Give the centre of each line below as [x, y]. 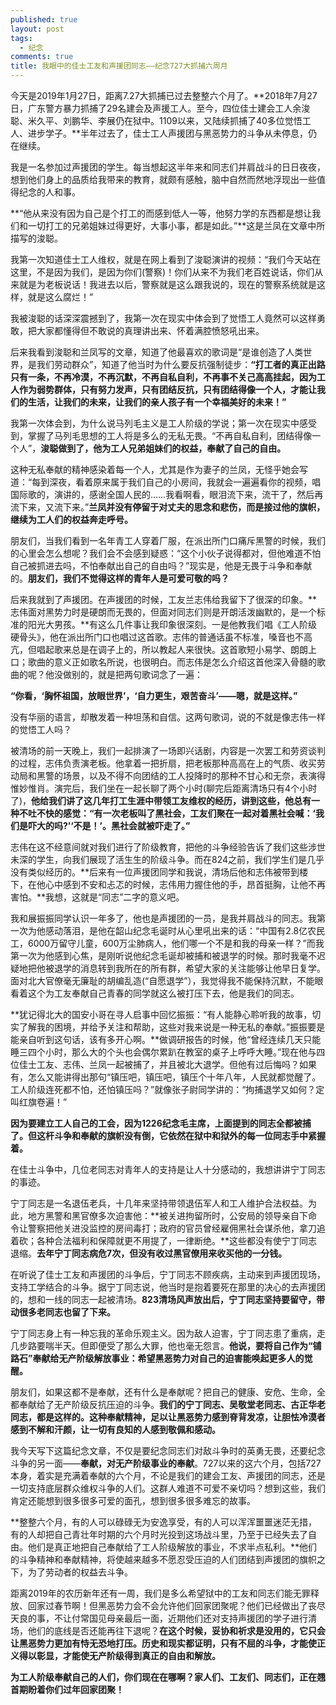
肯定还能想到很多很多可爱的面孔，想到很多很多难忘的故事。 [133, 1500]
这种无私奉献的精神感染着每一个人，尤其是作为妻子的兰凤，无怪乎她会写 [159, 469]
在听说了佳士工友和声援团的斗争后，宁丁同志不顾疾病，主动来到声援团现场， [168, 1274]
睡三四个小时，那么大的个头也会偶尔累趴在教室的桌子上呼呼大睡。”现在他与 [163, 1052]
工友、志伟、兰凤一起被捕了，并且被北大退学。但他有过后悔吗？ [168, 1064]
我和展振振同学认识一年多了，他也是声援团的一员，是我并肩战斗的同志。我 [163, 918]
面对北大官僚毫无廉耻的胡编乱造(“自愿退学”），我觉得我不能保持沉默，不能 [162, 980]
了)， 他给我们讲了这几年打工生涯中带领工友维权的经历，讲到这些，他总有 [161, 800]
